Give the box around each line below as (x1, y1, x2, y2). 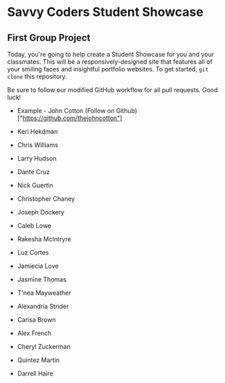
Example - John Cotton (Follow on (17, 107, 115, 114)
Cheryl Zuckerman (17, 343, 71, 350)
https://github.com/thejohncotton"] (22, 114, 123, 122)
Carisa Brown (17, 316, 56, 323)
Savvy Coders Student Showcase (7, 4, 204, 20)
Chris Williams (17, 141, 59, 149)
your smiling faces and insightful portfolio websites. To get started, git (7, 65, 209, 73)
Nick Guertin (17, 181, 53, 189)
